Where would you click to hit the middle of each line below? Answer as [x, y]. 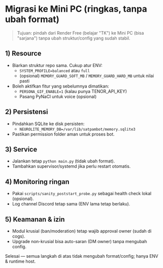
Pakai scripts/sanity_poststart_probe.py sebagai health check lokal [82, 194]
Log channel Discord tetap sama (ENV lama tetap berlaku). [71, 204]
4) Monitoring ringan [37, 182]
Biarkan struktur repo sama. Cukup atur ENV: [57, 65]
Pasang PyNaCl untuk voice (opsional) [58, 96]
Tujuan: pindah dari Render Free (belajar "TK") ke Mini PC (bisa [80, 33]
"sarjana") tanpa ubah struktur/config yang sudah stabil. [74, 38]
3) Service [21, 149]
